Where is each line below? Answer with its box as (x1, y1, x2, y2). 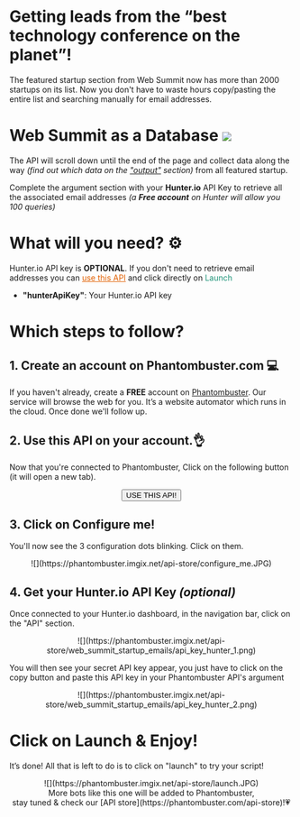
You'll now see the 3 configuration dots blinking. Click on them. (9, 541, 244, 552)
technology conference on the (9, 25, 241, 46)
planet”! (9, 45, 72, 65)
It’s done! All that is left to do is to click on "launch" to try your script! (9, 760, 264, 772)
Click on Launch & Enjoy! (9, 730, 198, 751)
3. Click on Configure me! (9, 517, 156, 533)
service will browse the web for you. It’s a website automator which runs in (9, 396, 286, 407)
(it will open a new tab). (9, 471, 96, 482)
